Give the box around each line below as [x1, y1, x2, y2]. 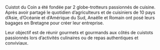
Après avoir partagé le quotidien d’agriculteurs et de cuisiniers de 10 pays [5, 9, 156, 15]
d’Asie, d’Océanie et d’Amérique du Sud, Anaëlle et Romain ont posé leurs [5, 15, 155, 20]
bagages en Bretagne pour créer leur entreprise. [5, 20, 104, 26]
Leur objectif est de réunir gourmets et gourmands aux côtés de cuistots [5, 30, 154, 35]
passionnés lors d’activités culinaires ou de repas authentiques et [5, 35, 139, 41]
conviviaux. [5, 40, 29, 46]
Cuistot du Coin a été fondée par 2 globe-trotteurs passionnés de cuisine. [5, 4, 156, 10]
